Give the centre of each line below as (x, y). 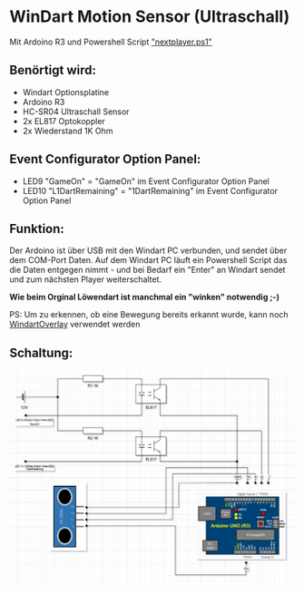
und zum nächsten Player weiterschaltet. (85, 279)
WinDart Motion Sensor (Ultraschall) (150, 17)
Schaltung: (41, 352)
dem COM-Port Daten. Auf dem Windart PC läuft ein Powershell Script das (148, 260)
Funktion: (37, 229)
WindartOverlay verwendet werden (75, 325)
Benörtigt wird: (53, 70)
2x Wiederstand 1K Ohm (68, 131)
